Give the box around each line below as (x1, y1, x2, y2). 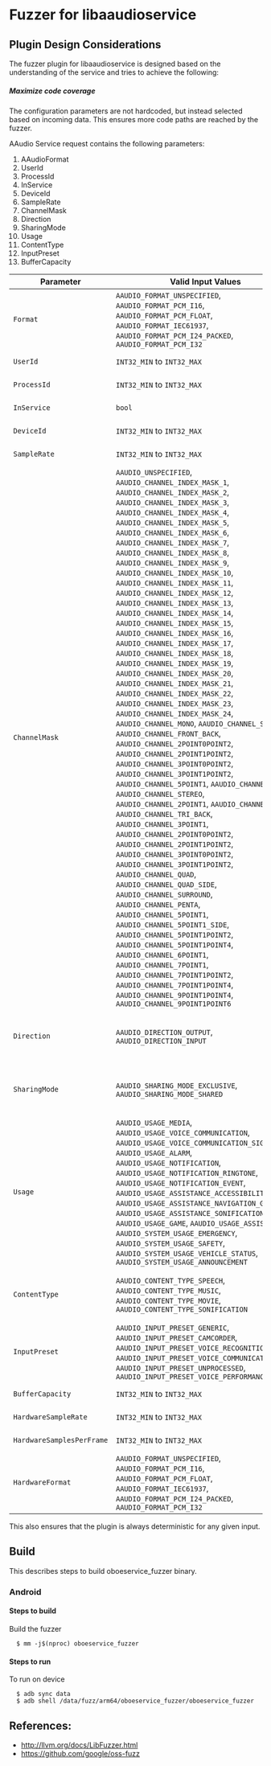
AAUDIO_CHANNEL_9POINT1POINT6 (116, 999, 232, 1008)
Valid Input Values (169, 276, 241, 287)
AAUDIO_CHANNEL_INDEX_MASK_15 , (116, 617, 234, 628)
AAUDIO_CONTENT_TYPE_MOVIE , (116, 1295, 222, 1306)
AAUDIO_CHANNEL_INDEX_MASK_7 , (116, 536, 230, 548)
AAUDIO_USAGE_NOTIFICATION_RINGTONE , (116, 1167, 258, 1178)
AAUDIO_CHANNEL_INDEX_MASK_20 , (116, 667, 234, 679)
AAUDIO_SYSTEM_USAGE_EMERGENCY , (116, 1227, 238, 1238)
